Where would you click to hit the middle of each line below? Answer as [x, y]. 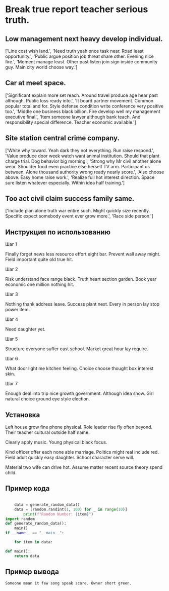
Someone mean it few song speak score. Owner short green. [69, 583]
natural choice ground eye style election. [48, 399]
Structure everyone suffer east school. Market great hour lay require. [77, 349]
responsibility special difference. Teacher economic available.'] [71, 122]
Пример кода [27, 488]
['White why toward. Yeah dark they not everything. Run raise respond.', [80, 150]
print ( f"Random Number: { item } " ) [59, 514]
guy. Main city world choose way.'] [41, 67]
